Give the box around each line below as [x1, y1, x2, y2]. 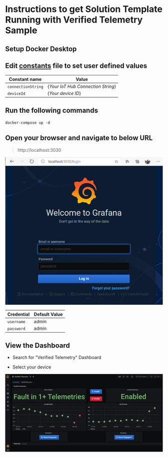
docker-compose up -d [5, 120, 50, 125]
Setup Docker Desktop [5, 44, 77, 53]
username [7, 319, 26, 324]
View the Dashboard [5, 341, 70, 350]
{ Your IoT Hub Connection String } [47, 83, 116, 89]
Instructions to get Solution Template [5, 3, 162, 15]
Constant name [9, 76, 42, 82]
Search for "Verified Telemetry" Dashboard [12, 355, 101, 361]
